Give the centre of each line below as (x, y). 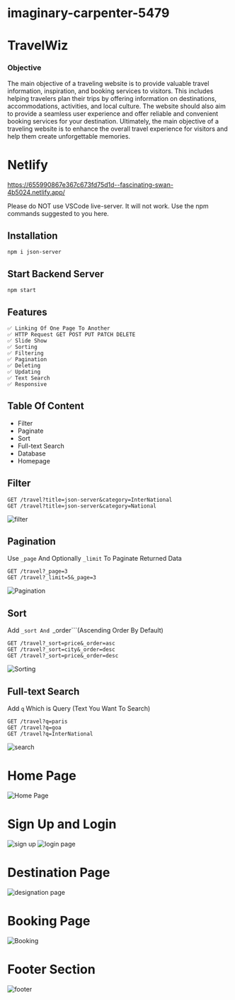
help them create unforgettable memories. (69, 136)
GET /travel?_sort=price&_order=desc (63, 656)
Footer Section (51, 970)
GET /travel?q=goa (34, 728)
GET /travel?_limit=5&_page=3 (52, 578)
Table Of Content (46, 406)
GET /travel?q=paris (38, 722)
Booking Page (49, 921)
